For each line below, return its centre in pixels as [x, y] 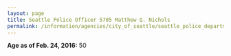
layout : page [26, 13]
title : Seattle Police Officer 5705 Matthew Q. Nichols [89, 20]
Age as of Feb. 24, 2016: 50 [47, 46]
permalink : [23, 26]
